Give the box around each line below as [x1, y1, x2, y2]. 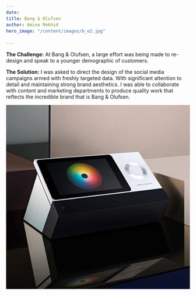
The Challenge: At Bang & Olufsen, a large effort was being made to [6, 51, 170, 58]
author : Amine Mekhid [6, 22, 59, 28]
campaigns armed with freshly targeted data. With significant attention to [6, 75, 182, 82]
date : [6, 9, 19, 15]
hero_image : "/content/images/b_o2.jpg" [6, 28, 106, 34]
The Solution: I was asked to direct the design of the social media [6, 68, 164, 76]
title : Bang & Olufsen [6, 15, 61, 22]
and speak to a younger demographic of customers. [23, 57, 149, 64]
